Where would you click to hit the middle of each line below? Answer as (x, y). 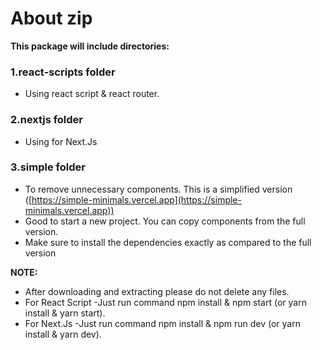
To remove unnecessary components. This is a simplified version (158, 189)
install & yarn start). (65, 313)
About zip (51, 18)
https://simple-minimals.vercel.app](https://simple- (136, 199)
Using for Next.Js (61, 141)
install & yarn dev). (63, 334)
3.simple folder (48, 167)
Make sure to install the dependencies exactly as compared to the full (168, 242)
